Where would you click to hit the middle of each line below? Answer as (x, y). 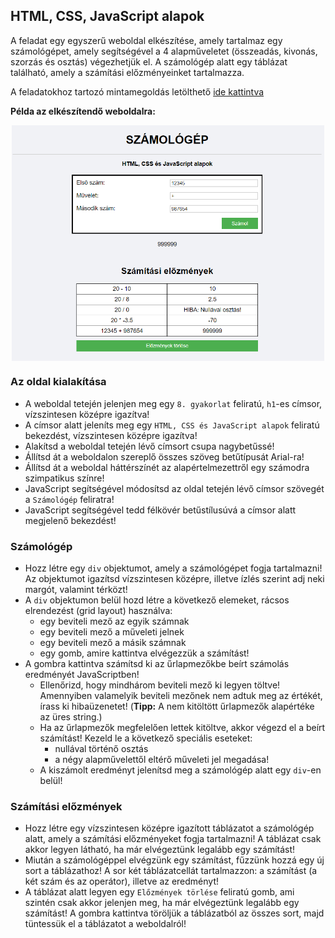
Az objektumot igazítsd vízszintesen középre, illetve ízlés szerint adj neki (174, 578)
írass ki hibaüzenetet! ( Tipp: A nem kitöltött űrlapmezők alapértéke (177, 706)
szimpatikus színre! (64, 478)
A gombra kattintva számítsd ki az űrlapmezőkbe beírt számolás (157, 663)
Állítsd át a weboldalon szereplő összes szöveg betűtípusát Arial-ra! (164, 456)
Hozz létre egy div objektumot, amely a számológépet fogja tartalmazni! (173, 568)
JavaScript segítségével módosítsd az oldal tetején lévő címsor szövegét (174, 488)
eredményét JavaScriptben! (82, 674)
